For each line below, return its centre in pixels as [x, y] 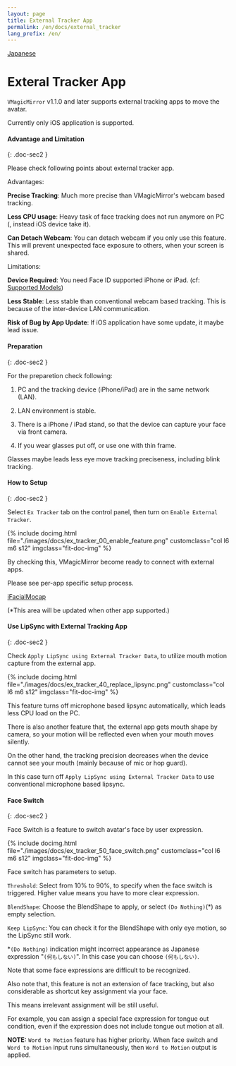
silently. [18, 742]
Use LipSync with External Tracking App [68, 626]
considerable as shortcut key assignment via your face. [88, 991]
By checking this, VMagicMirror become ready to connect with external [111, 562]
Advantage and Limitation [46, 139]
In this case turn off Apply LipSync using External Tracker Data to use [111, 776]
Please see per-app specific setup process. [70, 583]
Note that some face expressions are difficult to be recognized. [99, 970]
